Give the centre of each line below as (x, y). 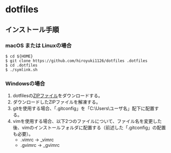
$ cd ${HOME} (19, 56)
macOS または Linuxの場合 (38, 46)
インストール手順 (32, 29)
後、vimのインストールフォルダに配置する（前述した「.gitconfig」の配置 (89, 128)
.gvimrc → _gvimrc (40, 145)
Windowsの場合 (25, 83)
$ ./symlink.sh (22, 70)
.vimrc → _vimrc (37, 140)
